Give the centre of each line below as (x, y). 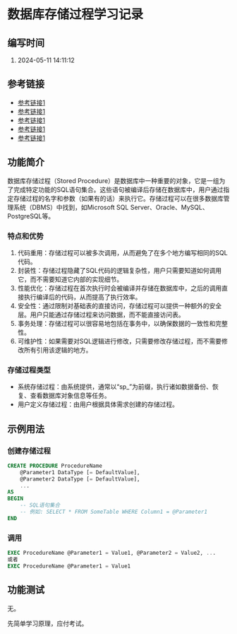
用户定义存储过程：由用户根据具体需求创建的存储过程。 (98, 404)
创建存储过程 (29, 451)
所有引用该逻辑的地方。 (58, 350)
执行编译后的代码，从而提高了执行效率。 (83, 297)
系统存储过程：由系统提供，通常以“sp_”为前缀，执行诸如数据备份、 (115, 387)
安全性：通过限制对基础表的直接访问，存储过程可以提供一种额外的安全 (120, 305)
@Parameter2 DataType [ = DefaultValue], (80, 479)
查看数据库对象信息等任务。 (70, 396)
